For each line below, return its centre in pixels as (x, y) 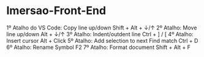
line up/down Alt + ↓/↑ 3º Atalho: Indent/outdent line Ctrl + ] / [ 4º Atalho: (100, 34)
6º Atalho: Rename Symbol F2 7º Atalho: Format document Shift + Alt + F (99, 47)
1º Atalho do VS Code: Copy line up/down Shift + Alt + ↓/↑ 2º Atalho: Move (102, 28)
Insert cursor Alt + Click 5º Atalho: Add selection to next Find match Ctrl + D (102, 40)
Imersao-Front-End (56, 11)
